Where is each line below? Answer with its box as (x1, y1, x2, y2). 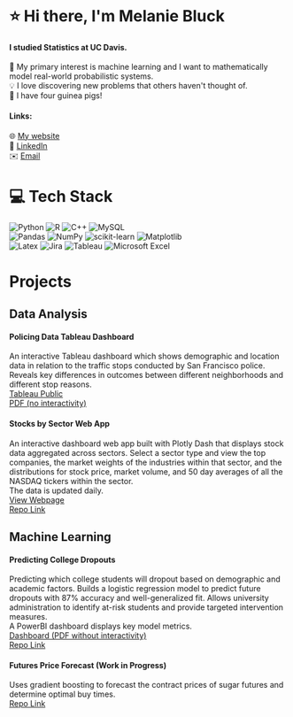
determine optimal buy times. (9, 689, 116, 699)
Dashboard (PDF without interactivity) (9, 630, 147, 641)
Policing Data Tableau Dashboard (9, 331, 135, 342)
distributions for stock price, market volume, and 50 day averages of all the (9, 466, 283, 477)
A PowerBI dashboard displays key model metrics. (9, 621, 193, 632)
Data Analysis (9, 306, 89, 322)
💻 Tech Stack (9, 186, 113, 206)
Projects (9, 271, 73, 291)
